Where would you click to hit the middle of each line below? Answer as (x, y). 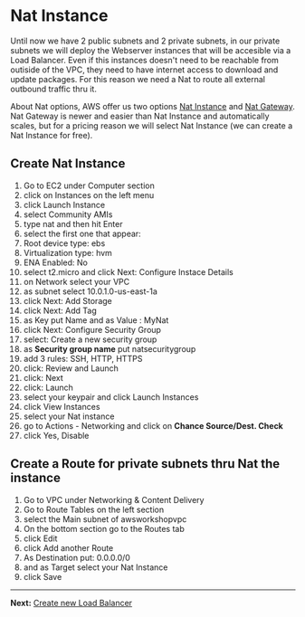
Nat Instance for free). (52, 135)
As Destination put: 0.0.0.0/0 (76, 557)
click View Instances (62, 406)
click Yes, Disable (56, 435)
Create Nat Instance (68, 164)
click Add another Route (68, 547)
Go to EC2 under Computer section (89, 185)
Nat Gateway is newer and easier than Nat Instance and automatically (140, 116)
